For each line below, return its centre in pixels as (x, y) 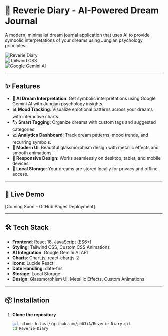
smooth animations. (33, 153)
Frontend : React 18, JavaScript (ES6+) (52, 242)
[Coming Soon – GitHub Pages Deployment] (50, 206)
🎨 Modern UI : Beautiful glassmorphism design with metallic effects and (85, 147)
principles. (16, 45)
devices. (21, 163)
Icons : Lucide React (33, 263)
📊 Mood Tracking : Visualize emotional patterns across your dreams (83, 109)
